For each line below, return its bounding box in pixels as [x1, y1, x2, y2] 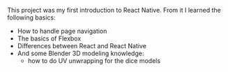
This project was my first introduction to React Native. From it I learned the [7, 6, 221, 14]
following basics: [7, 13, 56, 22]
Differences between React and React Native [17, 42, 146, 50]
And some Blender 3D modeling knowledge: [17, 49, 144, 57]
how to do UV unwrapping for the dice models [27, 57, 161, 65]
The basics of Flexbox [17, 34, 82, 43]
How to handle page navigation [17, 27, 107, 35]
